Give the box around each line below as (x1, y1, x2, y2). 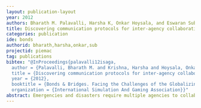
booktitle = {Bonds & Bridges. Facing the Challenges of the (11, 82, 167, 88)
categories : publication (6, 31, 68, 37)
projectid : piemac (6, 48, 52, 54)
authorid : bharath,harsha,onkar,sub (6, 43, 98, 49)
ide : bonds (6, 37, 33, 43)
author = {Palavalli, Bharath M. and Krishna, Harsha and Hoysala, (11, 64, 184, 71)
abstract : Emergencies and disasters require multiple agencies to (6, 92, 178, 98)
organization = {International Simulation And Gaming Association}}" (11, 87, 188, 93)
